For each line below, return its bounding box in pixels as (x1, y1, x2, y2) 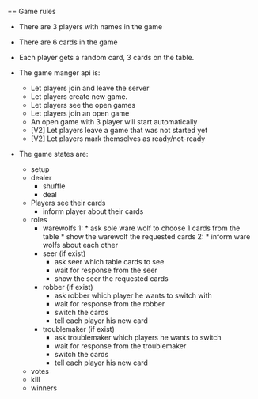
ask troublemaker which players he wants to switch (54, 332, 222, 342)
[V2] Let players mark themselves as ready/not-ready (30, 134, 206, 143)
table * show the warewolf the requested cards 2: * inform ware (42, 232, 251, 241)
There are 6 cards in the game (18, 37, 118, 47)
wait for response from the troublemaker (54, 341, 187, 351)
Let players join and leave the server (30, 83, 150, 93)
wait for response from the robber (54, 299, 165, 308)
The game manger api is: (18, 68, 101, 78)
